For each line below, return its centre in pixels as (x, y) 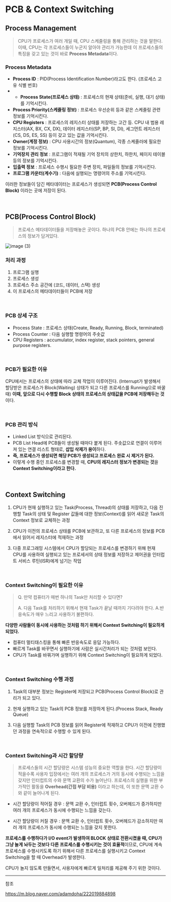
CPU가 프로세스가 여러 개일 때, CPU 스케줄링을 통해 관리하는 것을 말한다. (90, 41)
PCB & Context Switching (60, 9)
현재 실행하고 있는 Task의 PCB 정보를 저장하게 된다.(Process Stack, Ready (88, 709)
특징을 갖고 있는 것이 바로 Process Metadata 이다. (68, 54)
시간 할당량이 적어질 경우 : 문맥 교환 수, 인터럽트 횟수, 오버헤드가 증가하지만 (87, 804)
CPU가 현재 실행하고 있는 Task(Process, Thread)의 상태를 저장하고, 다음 (85, 508)
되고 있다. (32, 697)
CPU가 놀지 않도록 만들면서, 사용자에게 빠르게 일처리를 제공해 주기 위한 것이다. (83, 868)
